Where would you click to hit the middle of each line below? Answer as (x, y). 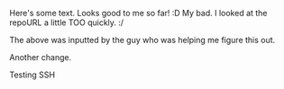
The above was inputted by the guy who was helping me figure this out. (142, 40)
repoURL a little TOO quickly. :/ (67, 22)
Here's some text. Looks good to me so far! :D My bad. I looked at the (138, 13)
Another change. (41, 57)
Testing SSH (32, 75)
